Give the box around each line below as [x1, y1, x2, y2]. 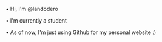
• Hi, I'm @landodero [5, 5, 58, 12]
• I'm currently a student [5, 17, 67, 24]
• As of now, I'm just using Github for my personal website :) [5, 29, 157, 36]
